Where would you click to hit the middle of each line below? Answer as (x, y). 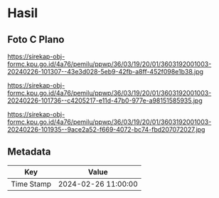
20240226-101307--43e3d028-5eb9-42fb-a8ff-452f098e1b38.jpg (106, 72)
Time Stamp (31, 184)
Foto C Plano (36, 40)
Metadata (29, 152)
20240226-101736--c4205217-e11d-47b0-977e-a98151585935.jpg (105, 100)
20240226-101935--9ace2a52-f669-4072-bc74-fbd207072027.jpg (106, 129)
